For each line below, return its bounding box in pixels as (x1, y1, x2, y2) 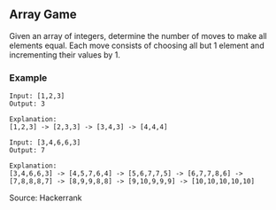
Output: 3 (9, 99, 46, 109)
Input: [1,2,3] (9, 92, 65, 101)
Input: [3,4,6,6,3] (9, 138, 81, 147)
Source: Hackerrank (9, 192, 82, 203)
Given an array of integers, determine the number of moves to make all (9, 30, 267, 41)
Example (9, 71, 48, 83)
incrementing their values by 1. (9, 49, 121, 60)
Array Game (9, 7, 77, 22)
